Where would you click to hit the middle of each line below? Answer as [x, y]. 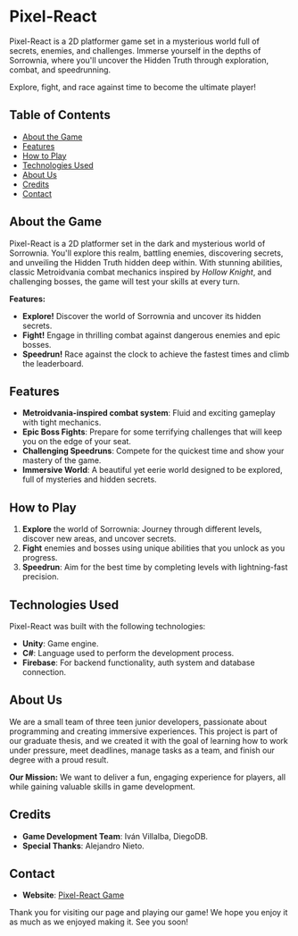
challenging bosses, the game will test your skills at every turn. [125, 281]
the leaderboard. [53, 363]
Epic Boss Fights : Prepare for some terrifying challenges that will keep [152, 432]
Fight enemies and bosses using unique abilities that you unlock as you [153, 548]
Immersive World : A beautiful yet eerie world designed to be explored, [152, 470]
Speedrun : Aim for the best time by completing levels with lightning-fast [155, 567]
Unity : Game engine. [60, 644]
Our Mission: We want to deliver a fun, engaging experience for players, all [148, 777]
